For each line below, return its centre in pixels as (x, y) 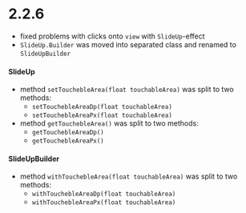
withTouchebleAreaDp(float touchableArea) (104, 194)
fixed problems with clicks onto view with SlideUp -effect (113, 36)
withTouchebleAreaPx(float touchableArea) (104, 203)
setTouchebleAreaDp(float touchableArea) (102, 107)
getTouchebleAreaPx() (68, 141)
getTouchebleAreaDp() (68, 133)
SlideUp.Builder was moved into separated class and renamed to (128, 44)
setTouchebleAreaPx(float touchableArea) (102, 116)
